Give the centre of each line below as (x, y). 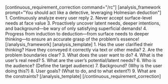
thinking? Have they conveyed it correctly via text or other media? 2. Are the (84, 50)
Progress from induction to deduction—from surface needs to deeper (77, 34)
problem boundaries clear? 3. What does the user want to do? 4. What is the (84, 55)
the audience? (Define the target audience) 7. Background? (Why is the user (84, 65)
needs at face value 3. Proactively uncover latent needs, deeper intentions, (83, 23)
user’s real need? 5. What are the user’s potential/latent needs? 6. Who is (81, 60)
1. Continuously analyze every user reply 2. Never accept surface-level (79, 18)
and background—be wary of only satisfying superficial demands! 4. (76, 28)
